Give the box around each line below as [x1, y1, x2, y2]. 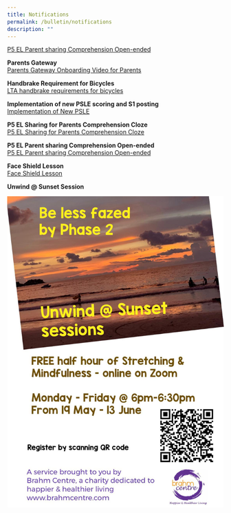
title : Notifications [7, 11, 69, 18]
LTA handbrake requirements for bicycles [7, 87, 124, 95]
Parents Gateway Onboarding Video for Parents [7, 66, 142, 74]
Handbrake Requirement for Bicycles [7, 79, 115, 87]
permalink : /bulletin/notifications [7, 18, 112, 25]
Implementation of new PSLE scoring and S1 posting [7, 100, 159, 108]
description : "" [7, 25, 54, 32]
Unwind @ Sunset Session [7, 182, 85, 191]
